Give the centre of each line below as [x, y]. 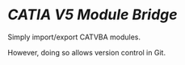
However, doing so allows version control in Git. [87, 52]
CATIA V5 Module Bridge [93, 15]
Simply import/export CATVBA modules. [74, 37]
